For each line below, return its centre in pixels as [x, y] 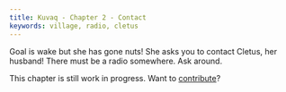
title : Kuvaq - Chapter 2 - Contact [78, 17]
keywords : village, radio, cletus [74, 26]
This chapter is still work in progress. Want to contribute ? [115, 78]
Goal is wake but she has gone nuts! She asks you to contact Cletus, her [143, 51]
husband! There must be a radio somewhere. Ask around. [116, 61]
